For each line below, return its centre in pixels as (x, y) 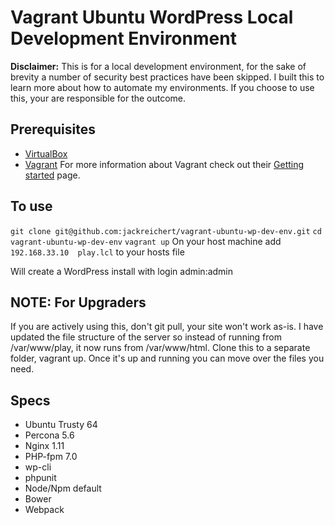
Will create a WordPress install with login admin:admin (122, 271)
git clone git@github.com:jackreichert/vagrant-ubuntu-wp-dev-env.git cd (166, 231)
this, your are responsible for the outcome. (98, 98)
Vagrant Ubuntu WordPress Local (152, 17)
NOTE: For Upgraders (78, 302)
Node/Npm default (63, 488)
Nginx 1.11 (44, 446)
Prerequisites (53, 129)
